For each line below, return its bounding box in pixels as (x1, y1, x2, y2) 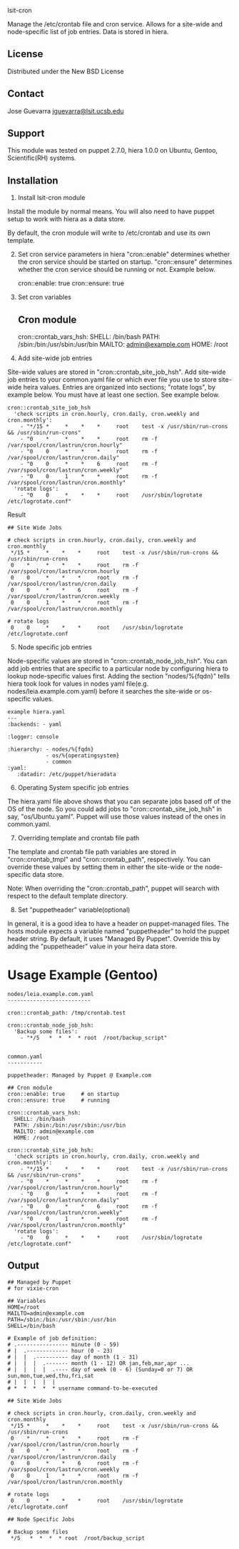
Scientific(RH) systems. (7, 153, 76, 163)
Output (7, 1259, 39, 1272)
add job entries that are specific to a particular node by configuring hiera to (7, 664, 229, 673)
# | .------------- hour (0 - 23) (7, 1347, 113, 1354)
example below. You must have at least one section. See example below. (7, 390, 220, 399)
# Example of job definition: (7, 1334, 98, 1342)
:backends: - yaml (7, 721, 62, 728)
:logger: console (7, 733, 59, 741)
